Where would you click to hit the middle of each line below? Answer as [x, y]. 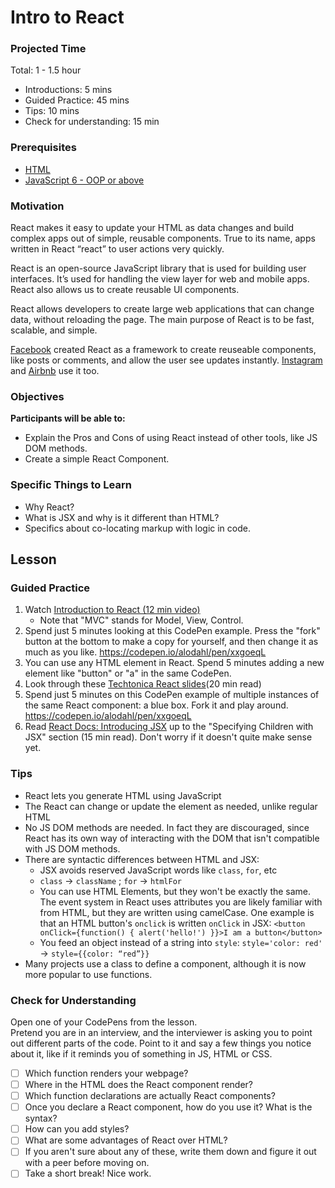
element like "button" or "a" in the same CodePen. [128, 673]
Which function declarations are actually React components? [150, 1096]
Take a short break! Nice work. [88, 1173]
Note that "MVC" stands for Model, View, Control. [141, 620]
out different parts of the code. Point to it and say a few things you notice [161, 1043]
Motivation [37, 206]
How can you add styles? [77, 1129]
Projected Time [48, 49]
